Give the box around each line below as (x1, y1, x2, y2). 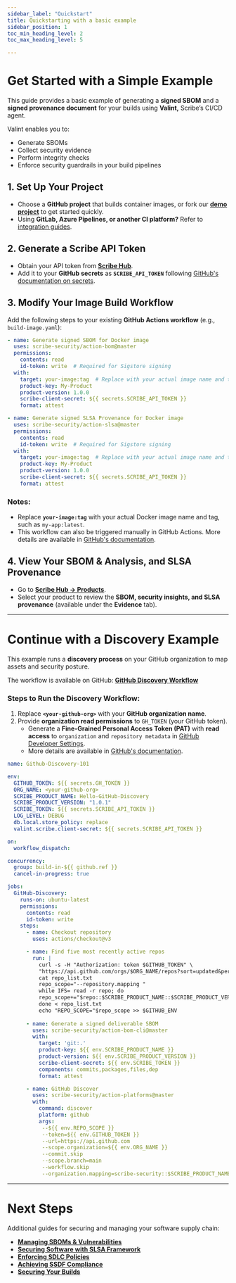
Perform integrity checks (17, 153, 90, 162)
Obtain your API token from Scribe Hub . (17, 261, 133, 270)
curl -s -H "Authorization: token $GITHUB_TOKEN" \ (38, 961, 193, 968)
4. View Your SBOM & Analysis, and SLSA (7, 555, 192, 567)
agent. (7, 111, 26, 120)
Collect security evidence (17, 146, 92, 155)
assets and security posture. (7, 662, 90, 671)
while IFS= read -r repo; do (38, 987, 124, 994)
